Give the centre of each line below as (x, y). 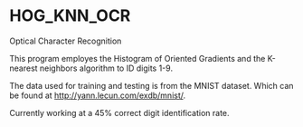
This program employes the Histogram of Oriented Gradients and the (137, 58)
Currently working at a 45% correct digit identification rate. (119, 112)
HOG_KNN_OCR (70, 16)
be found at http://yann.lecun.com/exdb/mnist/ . (98, 95)
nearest (24, 68)
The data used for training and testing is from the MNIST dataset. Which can (151, 85)
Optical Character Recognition (66, 41)
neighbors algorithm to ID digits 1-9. (106, 68)
